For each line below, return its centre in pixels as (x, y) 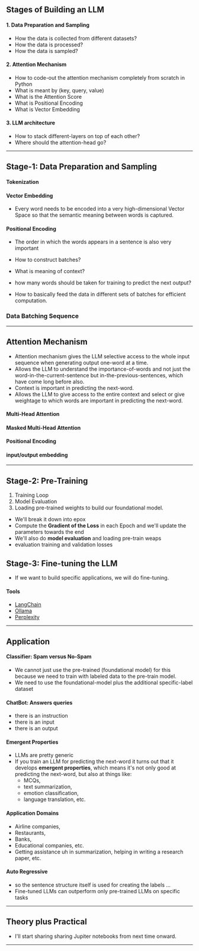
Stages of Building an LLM (55, 10)
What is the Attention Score (48, 96)
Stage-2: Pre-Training (47, 481)
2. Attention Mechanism (36, 64)
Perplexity (27, 617)
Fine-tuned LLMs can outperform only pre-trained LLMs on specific (97, 891)
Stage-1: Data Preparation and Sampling (81, 167)
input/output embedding (37, 455)
